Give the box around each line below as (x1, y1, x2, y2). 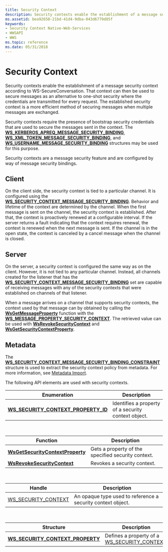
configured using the (5, 193, 48, 199)
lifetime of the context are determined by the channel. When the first (5, 204, 146, 210)
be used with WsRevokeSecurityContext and (5, 321, 100, 327)
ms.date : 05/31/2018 (5, 44, 48, 49)
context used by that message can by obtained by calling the (5, 305, 131, 311)
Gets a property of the (90, 446, 142, 452)
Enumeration (41, 392, 73, 398)
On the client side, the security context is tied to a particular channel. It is (5, 188, 156, 194)
